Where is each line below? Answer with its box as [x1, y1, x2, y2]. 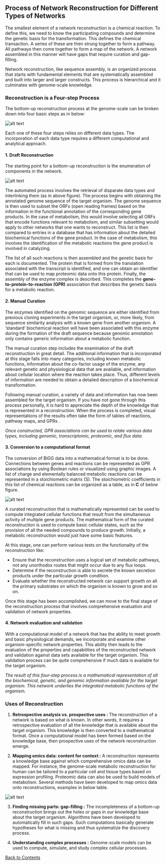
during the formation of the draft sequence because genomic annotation [5, 330, 153, 336]
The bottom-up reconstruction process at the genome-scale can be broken [5, 106, 159, 112]
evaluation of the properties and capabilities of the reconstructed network [5, 647, 156, 653]
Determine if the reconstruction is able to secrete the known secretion [12, 567, 156, 573]
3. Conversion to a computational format [5, 444, 91, 450]
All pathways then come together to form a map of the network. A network [5, 46, 157, 52]
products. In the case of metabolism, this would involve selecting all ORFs [5, 214, 156, 220]
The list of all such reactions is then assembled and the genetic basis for [5, 255, 153, 261]
